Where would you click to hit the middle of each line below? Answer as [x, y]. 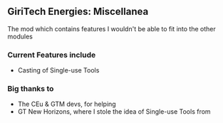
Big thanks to [31, 89]
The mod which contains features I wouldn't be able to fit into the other [111, 28]
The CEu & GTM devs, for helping [67, 104]
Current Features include [52, 55]
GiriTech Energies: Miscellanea [78, 12]
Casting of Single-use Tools [58, 70]
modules [20, 36]
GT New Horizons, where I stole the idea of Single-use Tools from [114, 112]
